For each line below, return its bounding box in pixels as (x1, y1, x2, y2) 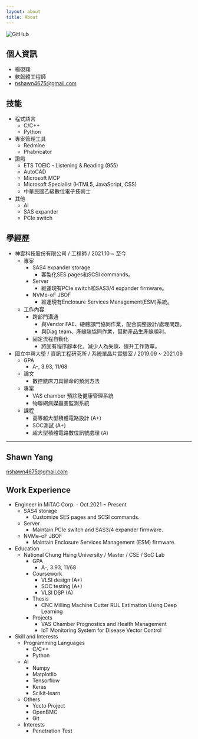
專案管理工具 (14, 135, 46, 143)
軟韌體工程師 (14, 73, 46, 80)
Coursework (32, 570, 62, 577)
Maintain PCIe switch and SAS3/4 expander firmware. (32, 526, 163, 533)
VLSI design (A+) (41, 576, 82, 583)
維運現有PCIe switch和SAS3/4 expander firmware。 (41, 285, 167, 292)
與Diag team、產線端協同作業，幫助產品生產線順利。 (41, 328, 169, 335)
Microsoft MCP (23, 175, 60, 182)
